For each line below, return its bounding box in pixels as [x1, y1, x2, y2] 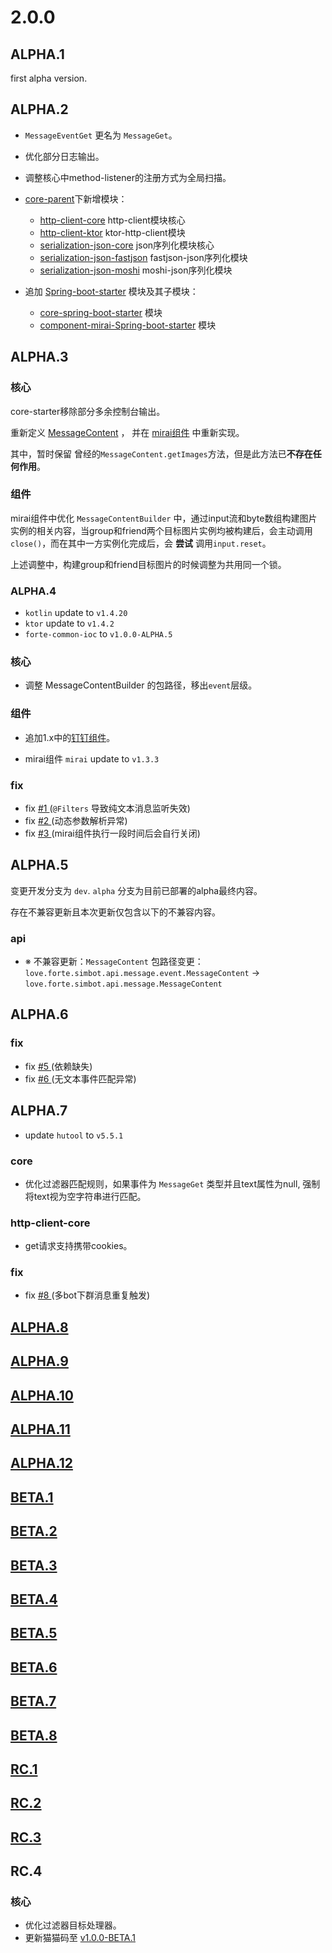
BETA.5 [10, 1625, 58, 1642]
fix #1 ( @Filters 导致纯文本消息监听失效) [24, 802, 191, 814]
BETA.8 [10, 1727, 58, 1744]
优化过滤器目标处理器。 [24, 1919, 122, 1931]
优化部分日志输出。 [24, 150, 105, 162]
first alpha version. [10, 72, 88, 84]
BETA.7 [10, 1693, 57, 1710]
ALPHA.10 [10, 1387, 74, 1404]
